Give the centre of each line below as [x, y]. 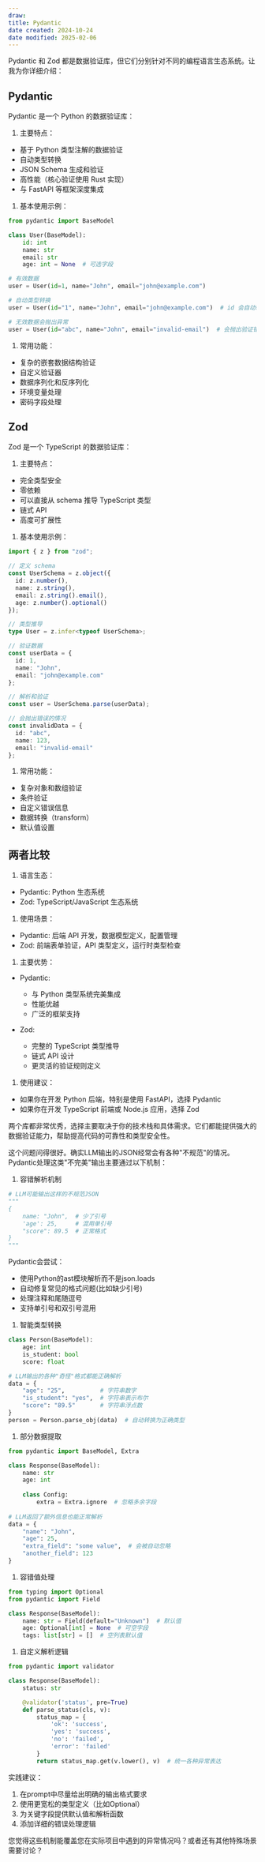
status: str [42, 1688]
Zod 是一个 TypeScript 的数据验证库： [70, 447]
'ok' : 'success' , [79, 1725]
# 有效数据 [24, 279]
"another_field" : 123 [58, 1554]
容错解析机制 [40, 1179]
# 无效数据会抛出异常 [38, 322]
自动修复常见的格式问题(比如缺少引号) [81, 1289]
